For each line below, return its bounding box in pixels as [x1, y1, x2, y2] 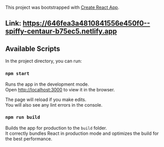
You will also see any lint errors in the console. [5, 102, 103, 108]
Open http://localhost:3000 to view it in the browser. [5, 86, 115, 92]
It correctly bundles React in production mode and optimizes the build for [5, 130, 159, 136]
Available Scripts [5, 44, 60, 53]
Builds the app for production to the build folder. [5, 125, 107, 131]
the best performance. [5, 135, 52, 142]
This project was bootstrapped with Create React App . [5, 5, 120, 10]
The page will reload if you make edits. [5, 96, 87, 103]
